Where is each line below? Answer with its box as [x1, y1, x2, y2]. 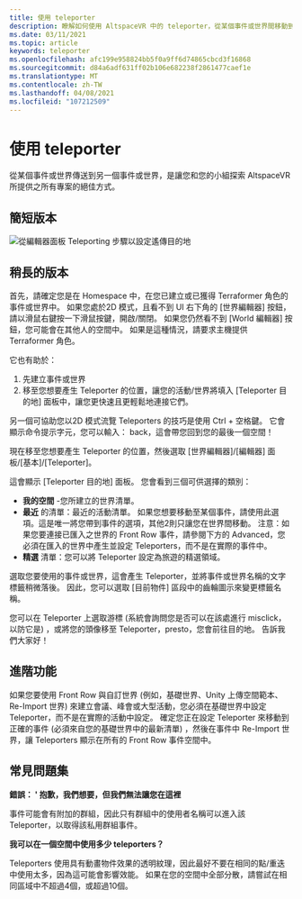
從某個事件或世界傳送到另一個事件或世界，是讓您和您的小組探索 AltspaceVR [9, 170, 290, 181]
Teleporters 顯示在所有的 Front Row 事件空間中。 [34, 734, 217, 745]
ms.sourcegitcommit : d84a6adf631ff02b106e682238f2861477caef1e [9, 64, 252, 73]
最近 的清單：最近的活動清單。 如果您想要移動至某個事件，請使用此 [22, 506, 271, 517]
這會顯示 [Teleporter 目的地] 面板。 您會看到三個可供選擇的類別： [9, 476, 252, 486]
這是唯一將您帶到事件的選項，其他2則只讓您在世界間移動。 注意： [38, 517, 282, 528]
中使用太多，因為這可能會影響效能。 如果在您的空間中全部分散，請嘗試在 [9, 868, 280, 879]
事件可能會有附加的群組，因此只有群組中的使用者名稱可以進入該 [9, 808, 245, 819]
